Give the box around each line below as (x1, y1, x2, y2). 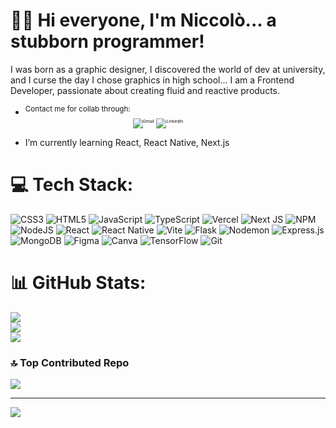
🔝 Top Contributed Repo (10, 356, 130, 370)
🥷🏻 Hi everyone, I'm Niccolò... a (10, 9, 277, 32)
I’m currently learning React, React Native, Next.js (24, 137, 230, 149)
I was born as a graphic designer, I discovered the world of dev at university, (10, 63, 326, 75)
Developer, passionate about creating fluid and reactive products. (10, 84, 281, 96)
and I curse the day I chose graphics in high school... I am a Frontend (10, 74, 295, 86)
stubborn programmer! (10, 30, 205, 53)
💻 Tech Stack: (10, 174, 134, 196)
